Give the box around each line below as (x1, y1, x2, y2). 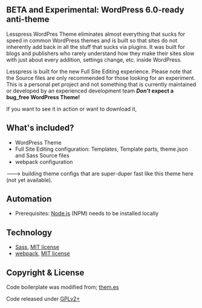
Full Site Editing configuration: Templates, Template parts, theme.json (15, 145, 189, 152)
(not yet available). (6, 176, 53, 183)
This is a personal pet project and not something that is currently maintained (6, 80, 197, 88)
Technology (6, 227, 53, 238)
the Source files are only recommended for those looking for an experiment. (6, 74, 195, 81)
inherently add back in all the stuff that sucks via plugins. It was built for (6, 43, 186, 50)
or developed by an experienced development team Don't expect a (6, 87, 174, 94)
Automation (6, 194, 52, 205)
